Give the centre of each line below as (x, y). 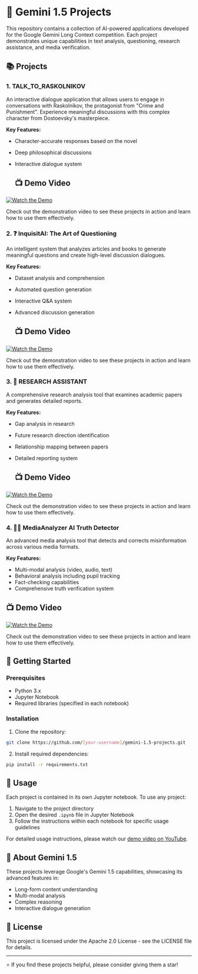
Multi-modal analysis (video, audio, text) (64, 569)
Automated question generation (53, 289)
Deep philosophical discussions (53, 152)
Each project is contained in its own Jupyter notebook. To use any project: (96, 797)
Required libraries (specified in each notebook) (72, 703)
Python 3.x (28, 691)
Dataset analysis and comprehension (60, 278)
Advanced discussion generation (55, 312)
